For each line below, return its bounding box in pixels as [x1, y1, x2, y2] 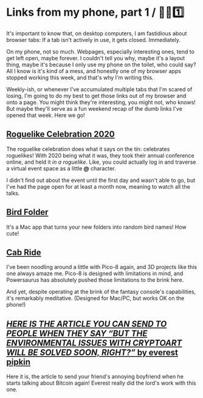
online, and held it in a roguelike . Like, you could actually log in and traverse [6, 158, 196, 166]
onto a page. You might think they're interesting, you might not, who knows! [6, 99, 196, 106]
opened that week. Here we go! [6, 111, 85, 119]
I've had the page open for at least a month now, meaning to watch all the [6, 183, 190, 190]
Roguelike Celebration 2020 [6, 129, 115, 139]
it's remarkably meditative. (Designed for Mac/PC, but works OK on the [6, 295, 185, 302]
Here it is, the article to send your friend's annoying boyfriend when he [6, 373, 184, 380]
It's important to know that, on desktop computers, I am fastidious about [6, 29, 187, 37]
